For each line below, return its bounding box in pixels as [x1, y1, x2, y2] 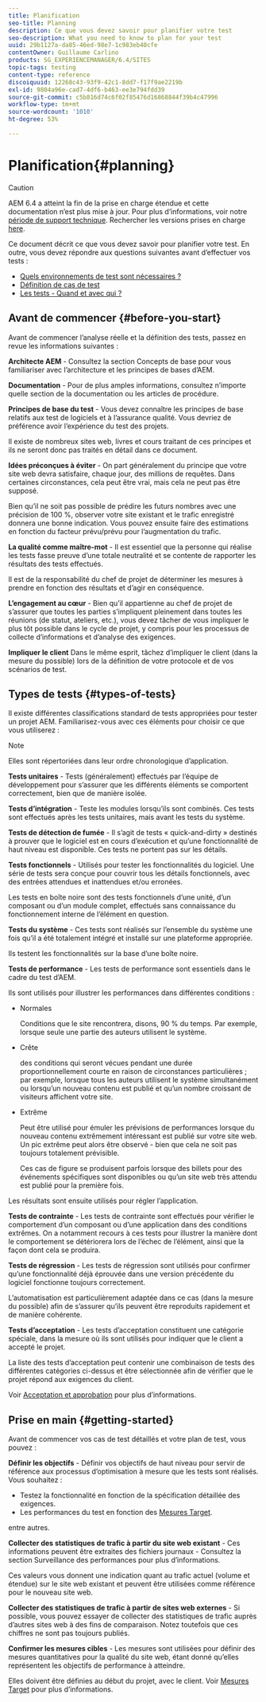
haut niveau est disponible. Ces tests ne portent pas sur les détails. [8, 845, 228, 854]
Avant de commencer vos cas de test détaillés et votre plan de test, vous [8, 1435, 246, 1444]
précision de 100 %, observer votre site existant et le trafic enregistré [8, 509, 234, 519]
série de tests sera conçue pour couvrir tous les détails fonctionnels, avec [8, 869, 250, 878]
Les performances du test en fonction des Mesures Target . [19, 1508, 213, 1517]
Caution [8, 182, 34, 192]
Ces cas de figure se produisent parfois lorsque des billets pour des [19, 1164, 242, 1173]
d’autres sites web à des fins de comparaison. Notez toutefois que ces [8, 1620, 238, 1630]
